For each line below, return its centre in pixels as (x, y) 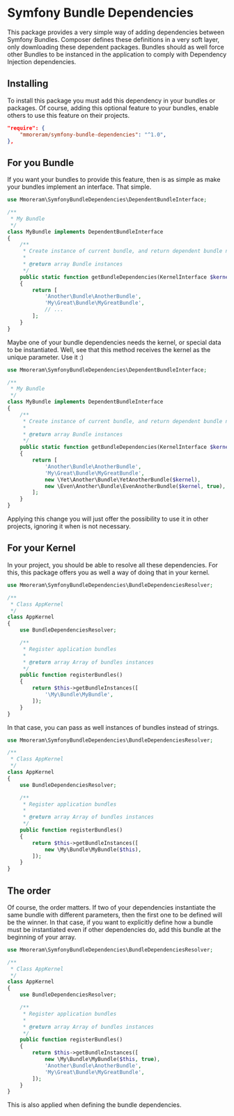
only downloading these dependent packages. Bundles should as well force (116, 47)
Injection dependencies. (42, 61)
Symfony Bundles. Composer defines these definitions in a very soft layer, (114, 39)
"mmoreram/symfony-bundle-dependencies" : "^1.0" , (93, 135)
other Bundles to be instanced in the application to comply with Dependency (117, 54)
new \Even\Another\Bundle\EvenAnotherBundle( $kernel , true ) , (135, 486)
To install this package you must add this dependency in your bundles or (111, 100)
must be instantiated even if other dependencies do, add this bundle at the (114, 929)
